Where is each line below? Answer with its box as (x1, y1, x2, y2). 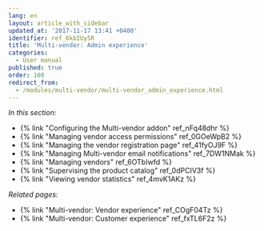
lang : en (8, 11, 38, 20)
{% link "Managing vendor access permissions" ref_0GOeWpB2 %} (19, 132, 242, 141)
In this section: (8, 108, 57, 117)
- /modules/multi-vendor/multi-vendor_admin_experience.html (15, 86, 224, 94)
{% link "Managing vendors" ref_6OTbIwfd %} (19, 157, 172, 167)
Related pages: (8, 189, 58, 200)
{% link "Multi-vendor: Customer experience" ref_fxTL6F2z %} (19, 213, 227, 224)
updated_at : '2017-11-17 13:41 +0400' (8, 26, 138, 34)
